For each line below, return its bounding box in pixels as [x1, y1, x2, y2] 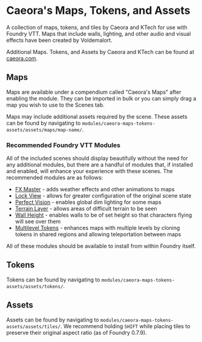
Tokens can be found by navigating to [6, 276, 100, 283]
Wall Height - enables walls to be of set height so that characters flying [15, 211, 192, 219]
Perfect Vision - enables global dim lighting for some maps [15, 199, 161, 206]
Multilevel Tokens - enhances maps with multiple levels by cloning [15, 225, 180, 232]
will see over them [15, 218, 61, 225]
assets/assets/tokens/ [6, 283, 64, 289]
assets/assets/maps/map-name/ [6, 127, 83, 133]
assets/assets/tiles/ [6, 323, 61, 330]
